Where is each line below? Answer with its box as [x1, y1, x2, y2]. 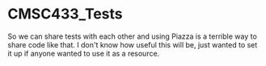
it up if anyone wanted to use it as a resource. [7, 48, 160, 58]
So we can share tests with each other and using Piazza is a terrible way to [7, 31, 258, 41]
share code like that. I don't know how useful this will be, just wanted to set [7, 39, 258, 49]
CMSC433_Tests [7, 5, 123, 23]
